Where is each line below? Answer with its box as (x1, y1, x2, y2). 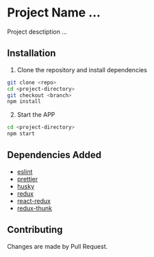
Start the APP (16, 111, 55, 119)
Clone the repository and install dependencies (16, 65, 147, 74)
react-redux (16, 197, 51, 205)
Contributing (7, 224, 63, 236)
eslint (16, 167, 33, 176)
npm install (7, 98, 41, 105)
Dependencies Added (7, 149, 102, 161)
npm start (7, 131, 36, 137)
